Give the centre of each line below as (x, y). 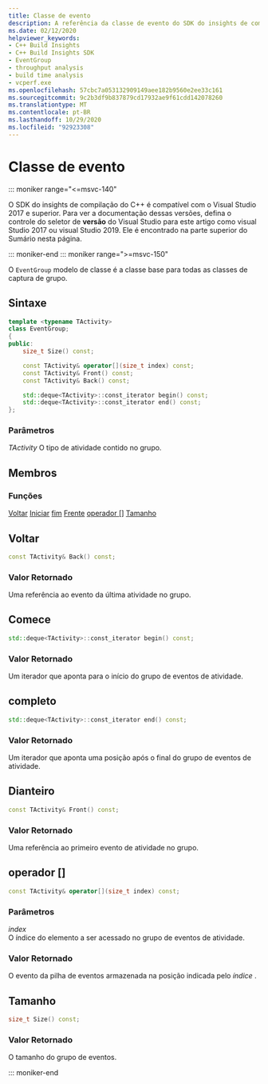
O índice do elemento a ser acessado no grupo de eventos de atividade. (126, 938)
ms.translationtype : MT (48, 105)
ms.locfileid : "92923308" (51, 127)
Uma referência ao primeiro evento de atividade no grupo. (104, 848)
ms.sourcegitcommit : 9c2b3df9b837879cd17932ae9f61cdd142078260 (116, 98)
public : (21, 344)
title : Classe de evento (49, 16)
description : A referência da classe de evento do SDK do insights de (128, 23)
